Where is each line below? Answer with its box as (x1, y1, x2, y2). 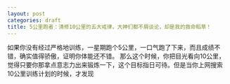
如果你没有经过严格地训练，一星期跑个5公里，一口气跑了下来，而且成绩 (7, 43, 215, 52)
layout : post (7, 10, 46, 17)
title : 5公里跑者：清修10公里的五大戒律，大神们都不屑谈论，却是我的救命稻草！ (7, 23, 212, 30)
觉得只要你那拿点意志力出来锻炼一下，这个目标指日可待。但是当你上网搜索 (7, 61, 223, 69)
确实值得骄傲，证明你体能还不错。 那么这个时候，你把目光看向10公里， (19, 52, 225, 60)
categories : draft (7, 17, 61, 24)
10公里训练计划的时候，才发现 (7, 69, 94, 78)
